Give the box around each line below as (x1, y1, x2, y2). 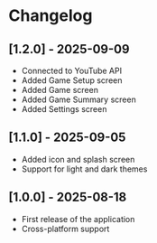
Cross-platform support (21, 223, 110, 234)
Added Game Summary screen (21, 94, 136, 105)
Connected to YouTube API (21, 65, 123, 76)
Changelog (8, 5, 93, 26)
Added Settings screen (21, 104, 107, 114)
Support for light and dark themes (21, 164, 148, 174)
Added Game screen (21, 85, 98, 95)
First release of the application (21, 213, 135, 224)
